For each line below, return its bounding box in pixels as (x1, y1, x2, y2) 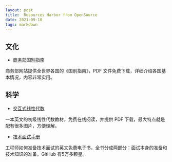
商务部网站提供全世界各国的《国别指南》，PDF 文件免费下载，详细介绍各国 (5, 68, 162, 74)
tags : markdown (5, 22, 38, 27)
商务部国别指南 (12, 57, 45, 63)
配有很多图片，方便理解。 (5, 122, 60, 129)
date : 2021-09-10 (5, 17, 43, 22)
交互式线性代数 (12, 105, 45, 111)
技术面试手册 (12, 133, 40, 139)
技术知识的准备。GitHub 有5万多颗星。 (5, 151, 87, 157)
